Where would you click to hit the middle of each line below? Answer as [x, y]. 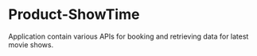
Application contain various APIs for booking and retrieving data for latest [128, 36]
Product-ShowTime [74, 15]
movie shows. [31, 44]
